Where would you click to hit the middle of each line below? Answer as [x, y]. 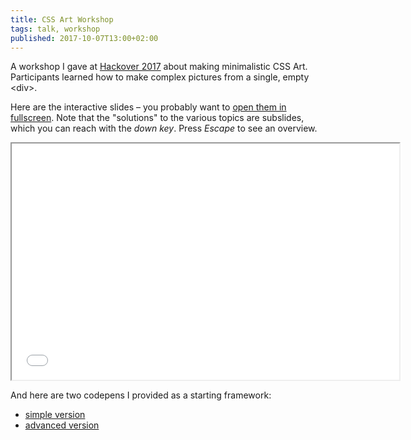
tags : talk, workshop [55, 29]
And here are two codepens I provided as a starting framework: [141, 395]
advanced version [62, 425]
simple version [55, 415]
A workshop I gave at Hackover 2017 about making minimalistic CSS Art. [159, 67]
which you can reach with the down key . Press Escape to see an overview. [164, 128]
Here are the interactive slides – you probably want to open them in [148, 107]
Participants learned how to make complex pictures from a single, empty [160, 77]
